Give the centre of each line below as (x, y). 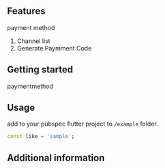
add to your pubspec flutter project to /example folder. (82, 124)
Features (26, 11)
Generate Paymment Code (54, 48)
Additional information (56, 157)
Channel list (33, 41)
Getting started (40, 70)
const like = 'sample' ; (41, 137)
